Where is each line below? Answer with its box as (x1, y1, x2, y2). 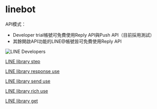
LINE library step (5, 58, 40, 64)
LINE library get (5, 98, 38, 104)
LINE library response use (5, 68, 60, 74)
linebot (5, 4, 36, 15)
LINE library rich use (5, 88, 49, 94)
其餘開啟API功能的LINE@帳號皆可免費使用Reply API (12, 38, 122, 44)
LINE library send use (5, 78, 51, 84)
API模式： (5, 21, 27, 27)
